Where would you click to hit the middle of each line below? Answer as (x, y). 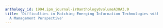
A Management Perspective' (37, 18)
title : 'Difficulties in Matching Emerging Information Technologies (77, 14)
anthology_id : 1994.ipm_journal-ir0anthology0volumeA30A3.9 (67, 9)
